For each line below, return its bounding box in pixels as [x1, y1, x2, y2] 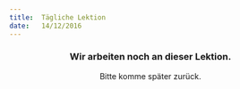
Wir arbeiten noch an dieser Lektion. [69, 51, 232, 63]
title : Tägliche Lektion [9, 12, 106, 22]
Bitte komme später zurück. [99, 70, 201, 81]
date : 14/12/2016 [9, 21, 82, 30]
